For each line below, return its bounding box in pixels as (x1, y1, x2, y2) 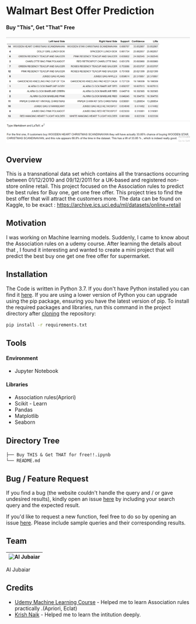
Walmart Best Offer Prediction (6, 4, 155, 18)
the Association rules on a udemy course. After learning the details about (6, 240, 182, 247)
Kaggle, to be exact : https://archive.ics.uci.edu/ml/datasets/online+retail (6, 201, 181, 208)
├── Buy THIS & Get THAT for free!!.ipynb (6, 452, 111, 458)
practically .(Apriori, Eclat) (14, 605, 78, 612)
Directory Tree (6, 436, 60, 445)
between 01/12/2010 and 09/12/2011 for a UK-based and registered (6, 177, 166, 184)
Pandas (14, 406, 33, 413)
